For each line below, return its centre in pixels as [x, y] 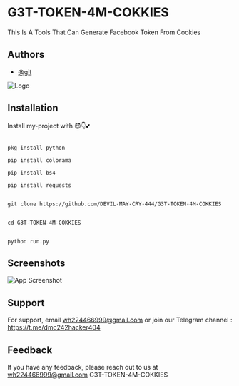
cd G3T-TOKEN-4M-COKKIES [44, 223]
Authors [26, 55]
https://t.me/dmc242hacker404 [54, 327]
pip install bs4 [31, 173]
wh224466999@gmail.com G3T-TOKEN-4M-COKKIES [88, 375]
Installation [33, 108]
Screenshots [36, 263]
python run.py [29, 241]
